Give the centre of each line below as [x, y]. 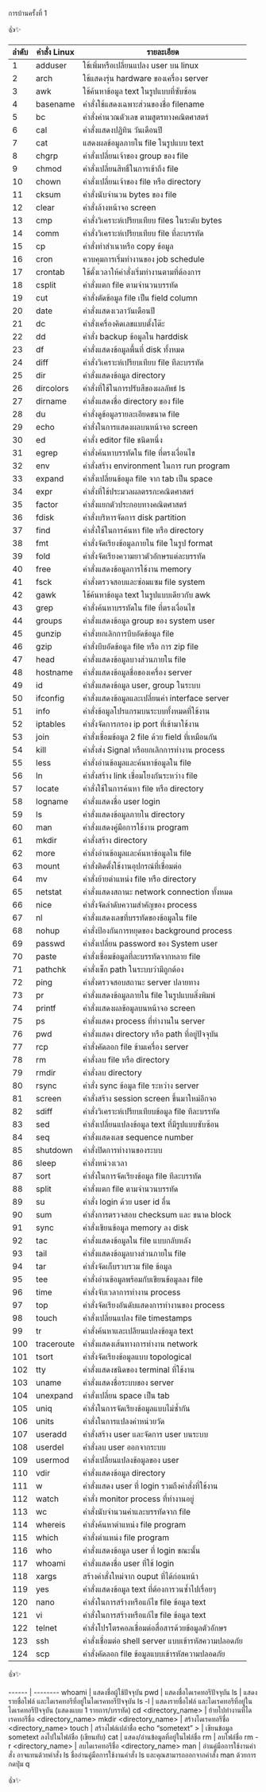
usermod [52, 1460]
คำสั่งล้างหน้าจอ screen [120, 207]
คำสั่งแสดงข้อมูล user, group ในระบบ [142, 685]
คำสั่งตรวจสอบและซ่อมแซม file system [144, 582]
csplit [46, 285]
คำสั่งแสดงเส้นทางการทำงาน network [141, 1344]
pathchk [51, 969]
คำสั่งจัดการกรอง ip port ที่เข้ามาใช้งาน [141, 724]
